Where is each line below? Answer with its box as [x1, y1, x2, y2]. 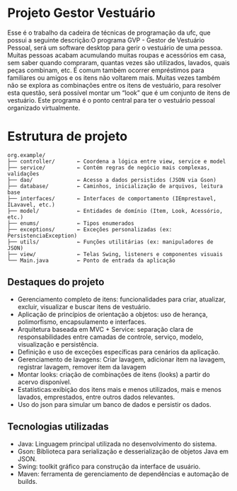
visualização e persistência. [17, 340, 99, 348]
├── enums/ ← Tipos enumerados [7, 219, 134, 227]
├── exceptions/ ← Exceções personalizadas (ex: [7, 226, 173, 233]
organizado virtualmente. [7, 103, 81, 112]
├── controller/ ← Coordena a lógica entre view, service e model [7, 158, 226, 165]
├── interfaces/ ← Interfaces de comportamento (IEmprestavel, [7, 195, 217, 202]
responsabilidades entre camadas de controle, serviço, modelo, [17, 333, 204, 341]
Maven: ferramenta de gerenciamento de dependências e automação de [17, 469, 229, 478]
